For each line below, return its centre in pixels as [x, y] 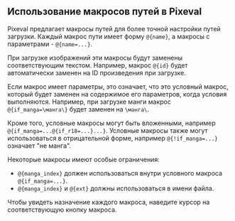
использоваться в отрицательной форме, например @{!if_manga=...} [113, 138]
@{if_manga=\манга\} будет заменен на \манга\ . [78, 109]
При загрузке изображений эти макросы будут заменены [95, 58]
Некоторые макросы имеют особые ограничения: [83, 159]
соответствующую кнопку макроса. [62, 210]
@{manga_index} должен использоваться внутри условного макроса [120, 173]
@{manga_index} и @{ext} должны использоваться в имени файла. [116, 188]
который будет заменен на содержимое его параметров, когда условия [117, 94]
